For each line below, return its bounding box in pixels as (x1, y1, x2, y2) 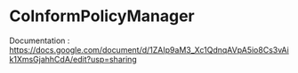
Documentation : (9, 35, 70, 46)
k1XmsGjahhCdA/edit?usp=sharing (9, 54, 138, 64)
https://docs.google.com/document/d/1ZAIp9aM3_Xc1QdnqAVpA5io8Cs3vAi (9, 44, 289, 55)
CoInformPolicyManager (9, 6, 196, 26)
